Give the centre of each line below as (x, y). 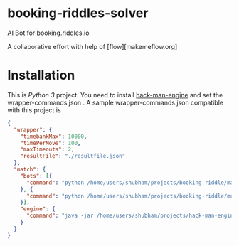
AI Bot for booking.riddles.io (48, 33)
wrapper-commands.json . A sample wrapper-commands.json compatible (116, 102)
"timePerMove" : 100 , (51, 143)
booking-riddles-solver (78, 13)
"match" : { (30, 169)
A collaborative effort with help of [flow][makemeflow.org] (92, 46)
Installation (41, 75)
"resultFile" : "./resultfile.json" (73, 156)
